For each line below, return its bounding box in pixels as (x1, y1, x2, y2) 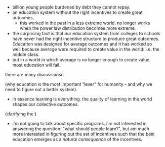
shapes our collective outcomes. (12, 101, 79, 107)
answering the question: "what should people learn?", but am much (12, 126, 150, 132)
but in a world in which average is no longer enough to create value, (12, 57, 151, 62)
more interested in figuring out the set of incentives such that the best (12, 131, 155, 137)
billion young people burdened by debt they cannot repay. (12, 4, 131, 10)
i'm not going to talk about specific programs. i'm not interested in (12, 121, 147, 126)
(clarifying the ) (5, 111, 37, 117)
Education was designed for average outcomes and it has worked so (12, 41, 152, 47)
